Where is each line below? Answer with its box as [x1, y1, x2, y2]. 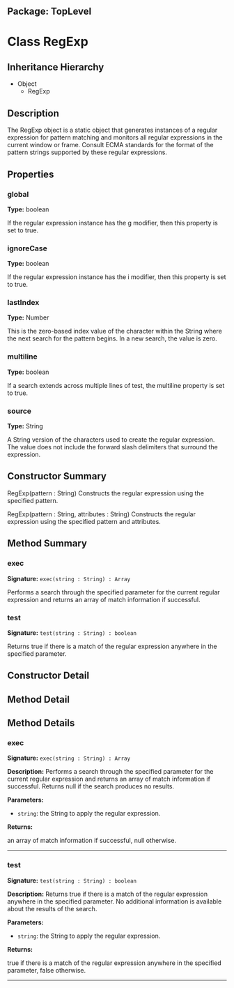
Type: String [7, 422, 43, 431]
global [7, 189, 29, 199]
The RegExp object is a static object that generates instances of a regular [7, 126, 218, 135]
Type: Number [7, 313, 49, 322]
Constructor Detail [7, 670, 89, 682]
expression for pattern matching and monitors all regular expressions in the [7, 133, 223, 142]
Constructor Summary [7, 470, 107, 482]
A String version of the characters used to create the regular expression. [7, 435, 215, 444]
